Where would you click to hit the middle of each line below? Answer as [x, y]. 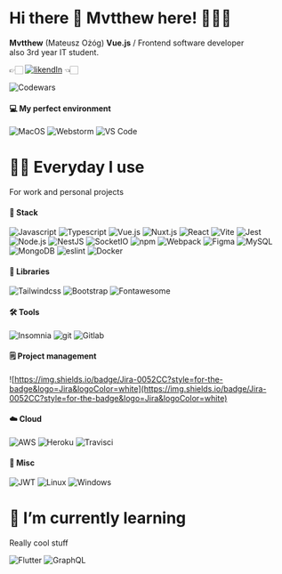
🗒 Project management [53, 356]
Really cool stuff [39, 543]
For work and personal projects [67, 192]
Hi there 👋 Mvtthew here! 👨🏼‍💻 [121, 18]
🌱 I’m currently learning [98, 518]
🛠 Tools [24, 312]
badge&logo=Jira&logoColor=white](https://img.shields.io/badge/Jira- [138, 388]
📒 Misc [22, 463]
